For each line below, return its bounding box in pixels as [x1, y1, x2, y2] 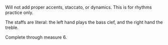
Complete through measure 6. [5, 34, 67, 40]
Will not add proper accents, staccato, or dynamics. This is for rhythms [5, 4, 152, 10]
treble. [5, 24, 19, 30]
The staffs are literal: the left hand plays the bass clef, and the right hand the [5, 19, 163, 25]
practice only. [5, 9, 34, 15]
